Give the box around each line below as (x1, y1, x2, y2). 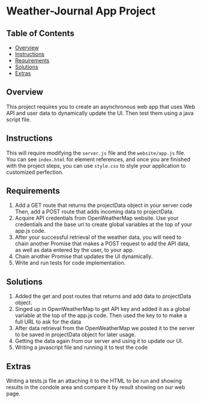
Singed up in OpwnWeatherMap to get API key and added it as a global (14, 306, 190, 313)
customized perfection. (6, 168, 64, 176)
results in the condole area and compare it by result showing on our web (6, 384, 185, 391)
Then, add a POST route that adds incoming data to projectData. (14, 208, 174, 215)
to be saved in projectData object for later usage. (14, 331, 136, 338)
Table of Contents (6, 28, 75, 38)
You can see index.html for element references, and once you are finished (6, 155, 191, 163)
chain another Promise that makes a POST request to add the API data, (14, 240, 190, 247)
